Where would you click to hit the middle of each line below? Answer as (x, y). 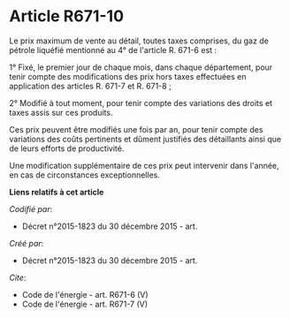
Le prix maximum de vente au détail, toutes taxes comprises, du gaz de (139, 41)
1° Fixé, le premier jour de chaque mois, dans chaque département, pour (141, 67)
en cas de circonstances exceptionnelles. (85, 175)
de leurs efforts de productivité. (67, 148)
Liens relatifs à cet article (57, 192)
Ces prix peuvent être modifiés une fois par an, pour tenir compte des (136, 129)
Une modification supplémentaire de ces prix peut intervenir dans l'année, (145, 165)
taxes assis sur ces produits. (61, 112)
